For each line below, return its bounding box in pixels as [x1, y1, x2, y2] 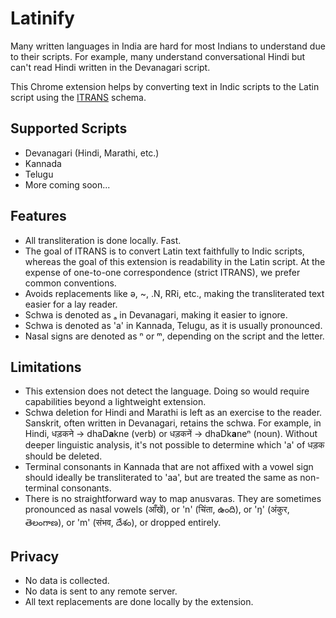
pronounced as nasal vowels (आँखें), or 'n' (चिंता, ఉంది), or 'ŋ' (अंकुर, [24, 503, 290, 516]
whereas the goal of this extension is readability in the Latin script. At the [24, 255, 326, 267]
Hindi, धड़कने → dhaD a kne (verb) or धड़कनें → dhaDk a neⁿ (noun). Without [24, 428, 318, 440]
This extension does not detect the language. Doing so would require [24, 385, 310, 397]
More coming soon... [24, 178, 111, 191]
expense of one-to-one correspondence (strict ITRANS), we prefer [24, 266, 301, 278]
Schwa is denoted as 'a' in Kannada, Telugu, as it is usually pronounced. [24, 319, 323, 331]
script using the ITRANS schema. [10, 91, 147, 103]
